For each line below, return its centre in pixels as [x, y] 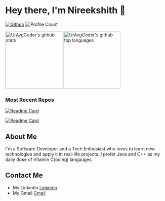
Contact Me [24, 175]
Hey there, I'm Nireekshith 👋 [65, 10]
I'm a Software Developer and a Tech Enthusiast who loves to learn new [80, 149]
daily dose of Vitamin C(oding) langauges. [49, 159]
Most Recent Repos [30, 100]
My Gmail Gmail [29, 193]
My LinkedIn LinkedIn [35, 187]
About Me [21, 136]
